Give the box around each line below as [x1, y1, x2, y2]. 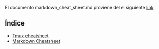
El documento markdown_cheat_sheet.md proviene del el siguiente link [5, 5, 154, 10]
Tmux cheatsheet [12, 33, 49, 39]
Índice [5, 19, 25, 28]
